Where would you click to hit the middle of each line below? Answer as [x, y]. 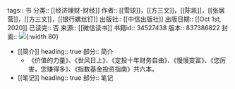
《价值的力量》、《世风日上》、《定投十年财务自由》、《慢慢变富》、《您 [124, 60]
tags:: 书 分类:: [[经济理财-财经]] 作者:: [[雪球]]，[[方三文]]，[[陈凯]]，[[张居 [116, 10]
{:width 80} [42, 36]
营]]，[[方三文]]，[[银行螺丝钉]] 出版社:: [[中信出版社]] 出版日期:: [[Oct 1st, [114, 19]
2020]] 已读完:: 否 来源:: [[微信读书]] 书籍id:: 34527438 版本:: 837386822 [114, 28]
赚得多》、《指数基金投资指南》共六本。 [103, 69]
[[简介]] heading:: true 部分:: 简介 [65, 52]
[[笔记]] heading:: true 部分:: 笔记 [65, 78]
